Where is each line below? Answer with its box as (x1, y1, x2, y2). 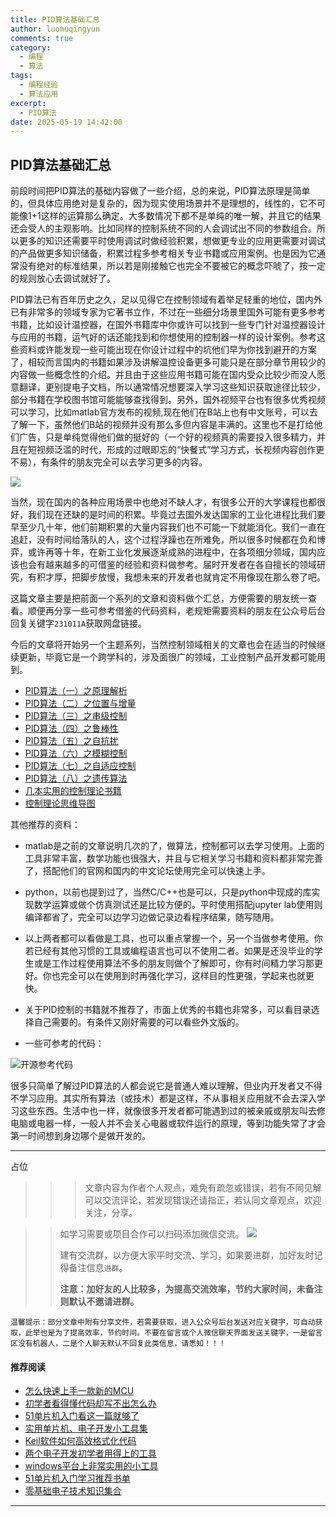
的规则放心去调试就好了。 (10, 272, 116, 285)
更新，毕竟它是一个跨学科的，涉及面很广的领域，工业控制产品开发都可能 (18, 651, 317, 663)
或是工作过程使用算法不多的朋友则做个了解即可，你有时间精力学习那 (33, 957, 315, 970)
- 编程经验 (19, 80, 59, 90)
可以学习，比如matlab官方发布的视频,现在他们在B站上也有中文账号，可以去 (10, 406, 318, 418)
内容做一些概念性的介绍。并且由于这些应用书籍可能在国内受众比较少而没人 (10, 369, 317, 381)
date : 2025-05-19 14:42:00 (10, 117, 123, 127)
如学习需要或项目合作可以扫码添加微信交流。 (59, 1228, 245, 1240)
